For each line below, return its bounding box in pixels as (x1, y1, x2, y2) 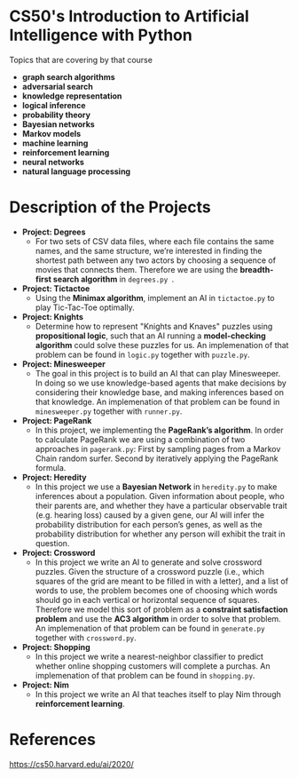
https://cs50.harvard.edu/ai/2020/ (9, 758, 135, 769)
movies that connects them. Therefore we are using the (35, 264, 239, 274)
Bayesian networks (21, 118, 95, 130)
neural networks (21, 156, 84, 167)
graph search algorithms (21, 71, 115, 82)
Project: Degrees (21, 226, 86, 237)
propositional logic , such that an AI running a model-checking (35, 330, 266, 341)
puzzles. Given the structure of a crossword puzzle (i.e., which (35, 566, 264, 576)
